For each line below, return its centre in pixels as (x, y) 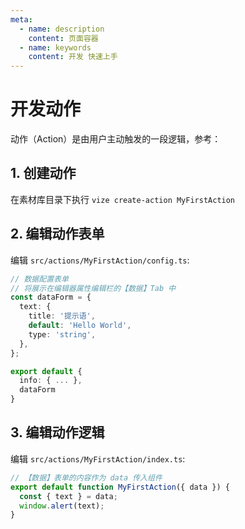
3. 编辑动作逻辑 (57, 432)
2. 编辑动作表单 (57, 234)
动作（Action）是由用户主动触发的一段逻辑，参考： (116, 139)
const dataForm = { (51, 297)
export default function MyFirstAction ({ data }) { (120, 487)
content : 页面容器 (63, 38)
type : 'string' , (62, 334)
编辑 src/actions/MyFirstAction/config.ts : (100, 260)
